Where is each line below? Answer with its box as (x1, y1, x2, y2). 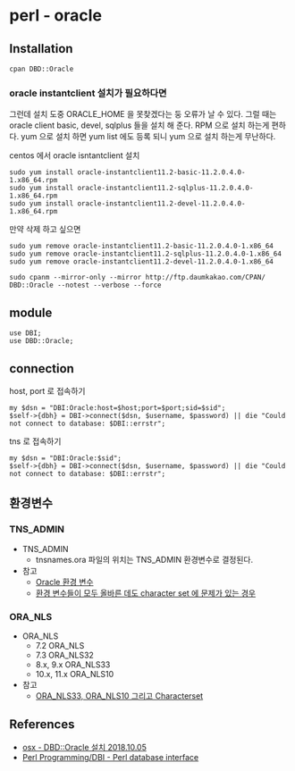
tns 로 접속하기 (9, 435, 62, 447)
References (9, 717, 75, 733)
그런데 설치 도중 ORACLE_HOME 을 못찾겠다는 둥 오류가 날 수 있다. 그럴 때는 (9, 109, 277, 120)
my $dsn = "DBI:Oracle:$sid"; (9, 453, 122, 463)
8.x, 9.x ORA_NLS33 (35, 658, 111, 670)
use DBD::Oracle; (9, 337, 74, 346)
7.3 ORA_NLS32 (35, 649, 94, 660)
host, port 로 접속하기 (9, 385, 86, 396)
